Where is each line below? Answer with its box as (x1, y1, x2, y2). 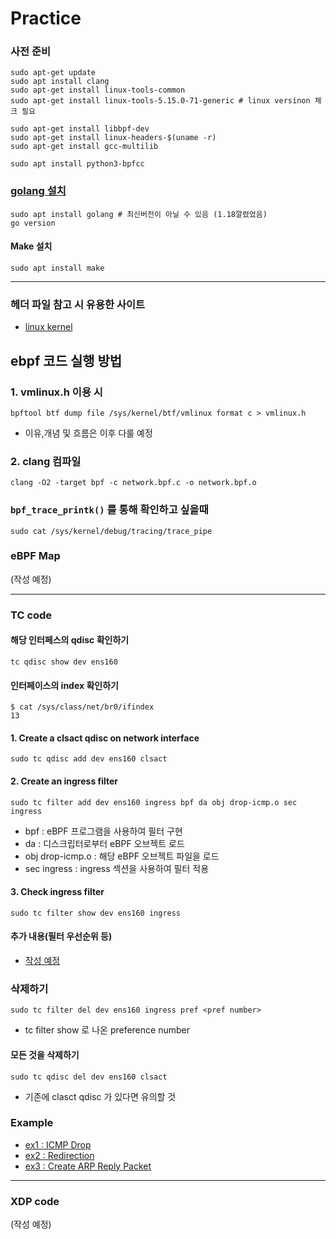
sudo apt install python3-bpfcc (10, 159, 145, 169)
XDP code (10, 1194, 60, 1208)
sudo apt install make (10, 263, 105, 273)
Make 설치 (10, 240, 53, 252)
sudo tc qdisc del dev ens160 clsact (10, 1072, 168, 1082)
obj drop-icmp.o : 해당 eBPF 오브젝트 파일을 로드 (24, 850, 220, 862)
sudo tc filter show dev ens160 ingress (10, 908, 182, 918)
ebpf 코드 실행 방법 (10, 352, 123, 369)
